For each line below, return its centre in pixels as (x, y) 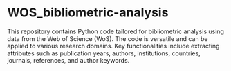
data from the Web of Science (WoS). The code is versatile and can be (108, 38)
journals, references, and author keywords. (68, 60)
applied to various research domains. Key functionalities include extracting (113, 46)
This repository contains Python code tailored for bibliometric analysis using (116, 31)
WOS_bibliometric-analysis (88, 13)
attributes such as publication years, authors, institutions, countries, (104, 53)
